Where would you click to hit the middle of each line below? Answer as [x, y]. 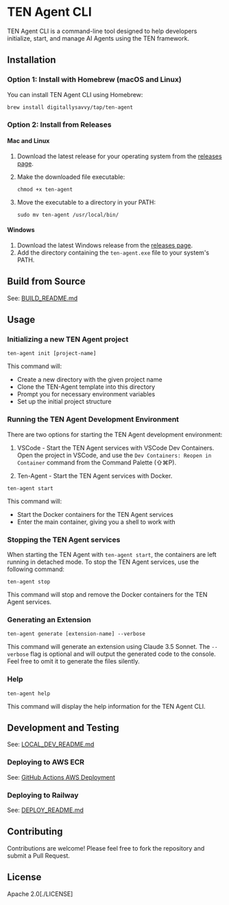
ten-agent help [29, 693]
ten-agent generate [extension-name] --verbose [76, 634]
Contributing [35, 832]
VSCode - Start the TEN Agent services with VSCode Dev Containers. [116, 447]
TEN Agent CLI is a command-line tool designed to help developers [102, 31]
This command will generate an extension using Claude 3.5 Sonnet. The [109, 647]
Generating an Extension [49, 619]
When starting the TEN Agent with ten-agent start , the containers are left [112, 555]
